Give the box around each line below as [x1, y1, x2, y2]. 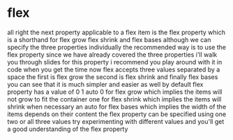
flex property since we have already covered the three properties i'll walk [7, 50, 218, 59]
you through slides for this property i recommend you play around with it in [7, 57, 223, 66]
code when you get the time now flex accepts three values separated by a [7, 65, 220, 73]
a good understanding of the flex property [7, 125, 128, 133]
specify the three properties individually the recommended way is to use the [7, 43, 227, 51]
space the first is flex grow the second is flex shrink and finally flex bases [7, 72, 218, 81]
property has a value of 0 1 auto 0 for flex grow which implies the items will [7, 87, 223, 96]
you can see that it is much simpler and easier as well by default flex [7, 80, 204, 88]
